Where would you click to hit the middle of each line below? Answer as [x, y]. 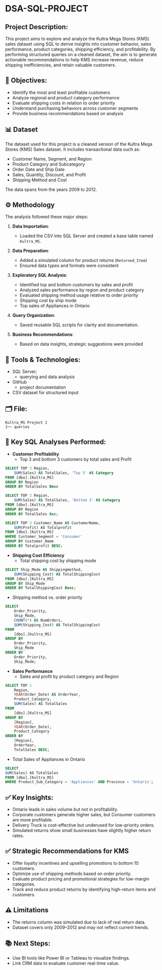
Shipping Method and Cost [40, 180]
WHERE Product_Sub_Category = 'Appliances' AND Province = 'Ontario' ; [79, 782]
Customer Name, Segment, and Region [52, 159]
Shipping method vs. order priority [47, 597]
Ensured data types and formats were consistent [69, 265]
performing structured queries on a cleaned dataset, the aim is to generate [81, 54]
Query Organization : [34, 315]
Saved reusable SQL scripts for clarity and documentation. [79, 325]
